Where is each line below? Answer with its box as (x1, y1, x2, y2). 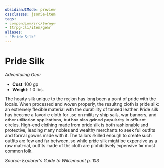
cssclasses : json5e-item (5, 12, 56, 17)
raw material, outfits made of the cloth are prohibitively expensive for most (5, 143, 155, 148)
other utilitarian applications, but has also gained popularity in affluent (5, 117, 146, 122)
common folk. (5, 148, 33, 154)
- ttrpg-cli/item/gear (5, 25, 51, 30)
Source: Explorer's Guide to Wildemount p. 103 (5, 157, 99, 163)
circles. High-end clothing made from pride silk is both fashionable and (5, 122, 148, 128)
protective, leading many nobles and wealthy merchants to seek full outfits (5, 127, 156, 133)
